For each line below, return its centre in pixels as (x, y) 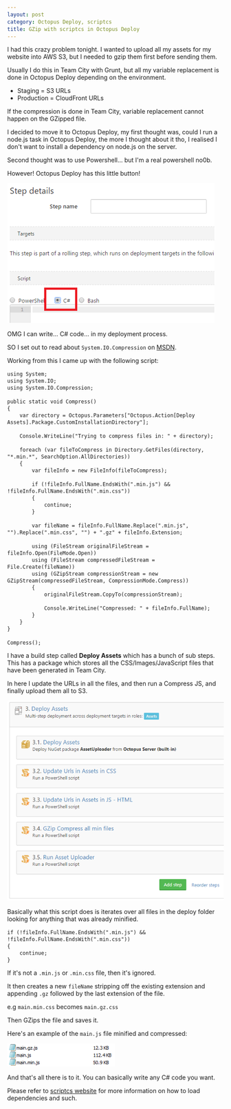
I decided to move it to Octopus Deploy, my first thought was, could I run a (112, 132)
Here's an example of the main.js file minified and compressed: (97, 1033)
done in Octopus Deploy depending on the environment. (87, 77)
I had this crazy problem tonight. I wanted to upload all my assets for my (109, 50)
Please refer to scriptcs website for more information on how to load (104, 1090)
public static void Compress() (52, 402)
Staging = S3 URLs (44, 91)
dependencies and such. (42, 1098)
